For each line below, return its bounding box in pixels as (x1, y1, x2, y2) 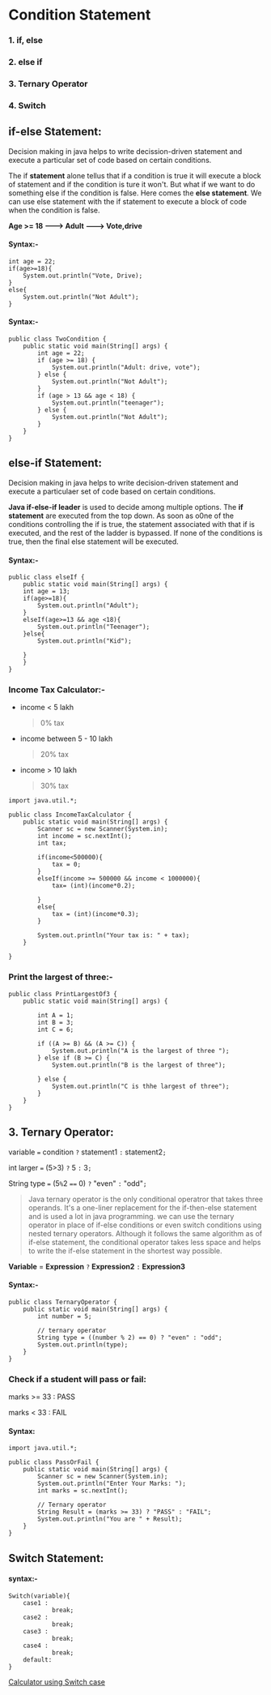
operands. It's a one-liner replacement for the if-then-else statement (28, 1202, 257, 1213)
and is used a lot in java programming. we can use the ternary (28, 1211, 235, 1221)
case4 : (23, 1641, 49, 1650)
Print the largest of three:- (8, 971, 113, 982)
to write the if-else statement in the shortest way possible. (28, 1246, 222, 1256)
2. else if (8, 57, 43, 68)
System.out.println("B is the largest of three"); (51, 1060, 227, 1069)
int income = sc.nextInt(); (37, 833, 132, 841)
